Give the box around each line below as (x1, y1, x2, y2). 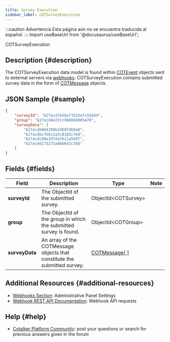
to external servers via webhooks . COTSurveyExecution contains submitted (5, 74, 163, 81)
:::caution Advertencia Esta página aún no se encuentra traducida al (5, 26, 147, 32)
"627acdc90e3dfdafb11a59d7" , (23, 136, 85, 142)
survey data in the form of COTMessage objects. (5, 80, 107, 86)
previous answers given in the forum (12, 331, 89, 337)
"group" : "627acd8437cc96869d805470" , (14, 118, 96, 123)
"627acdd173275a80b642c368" (23, 141, 82, 146)
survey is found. (41, 228, 79, 235)
